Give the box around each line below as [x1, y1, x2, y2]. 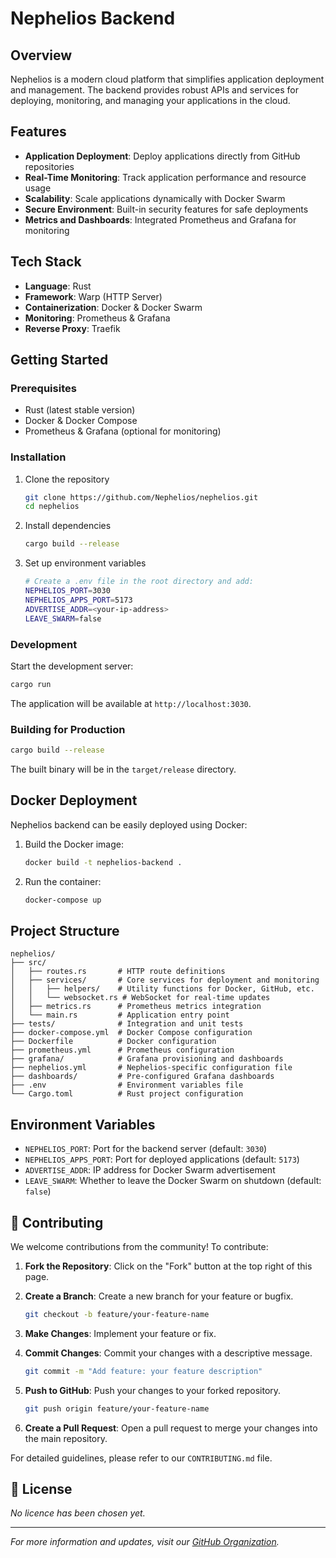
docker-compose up [24, 895, 102, 905]
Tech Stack [10, 253, 82, 271]
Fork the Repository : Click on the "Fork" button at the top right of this [24, 1260, 313, 1272]
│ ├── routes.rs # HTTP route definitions [10, 967, 226, 977]
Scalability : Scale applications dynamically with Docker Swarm [24, 192, 286, 204]
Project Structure [10, 922, 120, 939]
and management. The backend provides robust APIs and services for [10, 84, 299, 96]
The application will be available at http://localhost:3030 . [10, 697, 252, 709]
